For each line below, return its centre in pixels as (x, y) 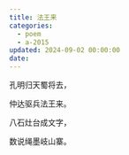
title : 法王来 (33, 17)
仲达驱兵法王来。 (40, 104)
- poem (29, 34)
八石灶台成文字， (40, 122)
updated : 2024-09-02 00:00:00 (65, 50)
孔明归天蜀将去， (40, 85)
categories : (31, 26)
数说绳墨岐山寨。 (40, 141)
